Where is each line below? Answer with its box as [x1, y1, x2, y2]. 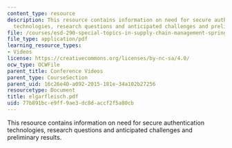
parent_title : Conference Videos [7, 67, 104, 74]
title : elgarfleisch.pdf [7, 94, 79, 101]
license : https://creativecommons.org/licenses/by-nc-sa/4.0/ [7, 55, 190, 62]
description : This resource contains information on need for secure [7, 17, 212, 23]
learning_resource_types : [7, 42, 81, 49]
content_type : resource [7, 10, 76, 17]
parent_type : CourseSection [7, 74, 88, 81]
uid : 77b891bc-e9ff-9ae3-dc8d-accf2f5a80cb [7, 100, 135, 107]
